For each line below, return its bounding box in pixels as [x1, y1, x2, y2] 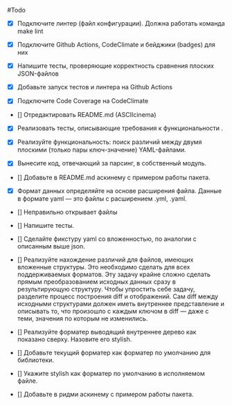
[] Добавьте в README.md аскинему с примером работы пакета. [17, 173, 211, 181]
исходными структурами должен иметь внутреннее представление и [17, 299, 225, 307]
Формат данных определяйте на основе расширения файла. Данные [17, 186, 222, 195]
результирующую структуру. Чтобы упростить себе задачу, [17, 285, 195, 293]
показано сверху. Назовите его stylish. [17, 335, 132, 343]
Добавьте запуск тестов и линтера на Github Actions [17, 83, 173, 91]
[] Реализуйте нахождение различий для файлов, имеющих [17, 255, 194, 264]
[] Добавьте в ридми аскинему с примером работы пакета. [17, 390, 194, 398]
